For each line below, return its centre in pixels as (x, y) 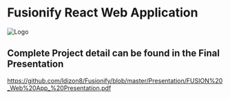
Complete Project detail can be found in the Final (114, 53)
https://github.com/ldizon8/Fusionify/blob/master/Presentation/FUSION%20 (115, 80)
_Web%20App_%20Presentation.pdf (59, 88)
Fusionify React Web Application (103, 13)
